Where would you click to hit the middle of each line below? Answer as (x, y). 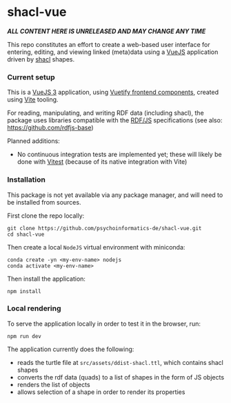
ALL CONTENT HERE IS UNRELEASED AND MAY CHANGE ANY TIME (107, 31)
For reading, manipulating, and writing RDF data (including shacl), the (106, 113)
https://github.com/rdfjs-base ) (51, 128)
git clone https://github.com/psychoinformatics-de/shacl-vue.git (104, 228)
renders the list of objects (54, 384)
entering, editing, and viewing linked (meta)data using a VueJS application (113, 52)
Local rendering (34, 308)
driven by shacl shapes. (41, 59)
